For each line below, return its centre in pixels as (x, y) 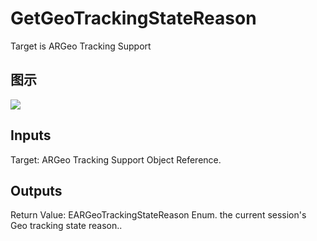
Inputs (31, 135)
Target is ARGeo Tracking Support (81, 46)
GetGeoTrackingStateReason (133, 18)
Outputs (36, 190)
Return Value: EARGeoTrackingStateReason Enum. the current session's (158, 215)
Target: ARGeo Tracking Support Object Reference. (116, 159)
